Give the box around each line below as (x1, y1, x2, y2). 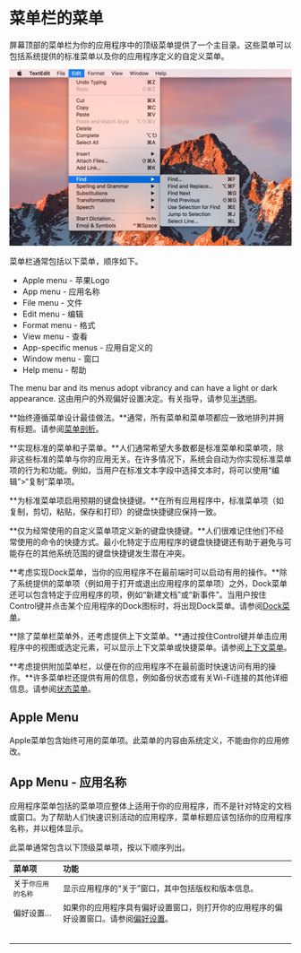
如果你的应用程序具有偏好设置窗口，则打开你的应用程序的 (62, 902, 275, 913)
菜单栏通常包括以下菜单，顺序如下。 (9, 256, 143, 266)
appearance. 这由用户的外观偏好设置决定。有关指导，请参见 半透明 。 (9, 393, 262, 403)
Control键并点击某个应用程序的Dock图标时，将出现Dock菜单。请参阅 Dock (9, 600, 282, 611)
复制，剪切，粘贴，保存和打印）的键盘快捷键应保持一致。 (9, 506, 221, 516)
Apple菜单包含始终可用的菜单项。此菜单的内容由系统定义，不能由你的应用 (9, 734, 282, 745)
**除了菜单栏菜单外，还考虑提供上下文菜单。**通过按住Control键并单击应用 (9, 630, 288, 641)
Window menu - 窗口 (21, 353, 100, 364)
